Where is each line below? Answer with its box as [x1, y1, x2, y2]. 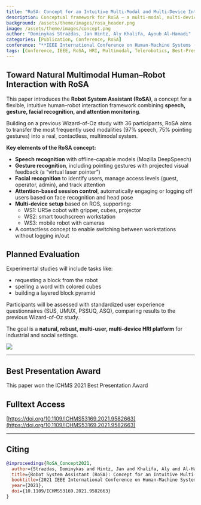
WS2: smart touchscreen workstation [23, 213, 116, 220]
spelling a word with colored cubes [14, 283, 102, 291]
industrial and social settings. [6, 332, 78, 339]
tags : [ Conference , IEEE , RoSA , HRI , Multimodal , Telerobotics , [6, 48, 170, 54]
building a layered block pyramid [14, 289, 96, 297]
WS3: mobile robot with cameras [23, 219, 105, 226]
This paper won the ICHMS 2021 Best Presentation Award [6, 382, 148, 389]
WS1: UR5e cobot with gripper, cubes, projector [23, 206, 142, 213]
